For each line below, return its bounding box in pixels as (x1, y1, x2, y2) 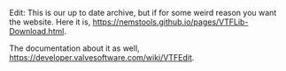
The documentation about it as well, (9, 43, 140, 53)
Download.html (9, 26, 65, 36)
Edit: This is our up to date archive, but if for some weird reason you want (9, 8, 277, 18)
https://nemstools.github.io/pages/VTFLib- (92, 17, 249, 27)
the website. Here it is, (9, 17, 91, 27)
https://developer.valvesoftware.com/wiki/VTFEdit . (9, 53, 195, 62)
